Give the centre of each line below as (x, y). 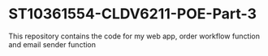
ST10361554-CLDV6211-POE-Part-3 (133, 14)
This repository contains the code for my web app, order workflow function (134, 36)
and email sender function (52, 44)
